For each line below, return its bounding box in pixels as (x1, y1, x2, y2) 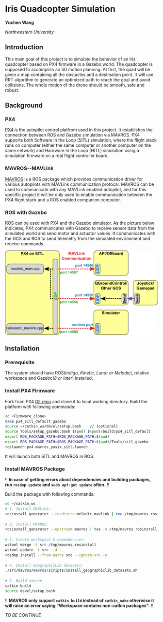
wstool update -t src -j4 (5, 547, 57, 552)
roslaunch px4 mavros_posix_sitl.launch (5, 445, 88, 449)
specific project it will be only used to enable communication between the (5, 192, 153, 197)
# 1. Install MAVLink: (5, 506, 51, 511)
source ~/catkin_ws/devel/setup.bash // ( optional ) (5, 424, 118, 429)
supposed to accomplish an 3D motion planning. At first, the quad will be (5, 66, 150, 72)
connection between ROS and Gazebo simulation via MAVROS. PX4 (5, 132, 140, 138)
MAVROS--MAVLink (5, 165, 54, 172)
